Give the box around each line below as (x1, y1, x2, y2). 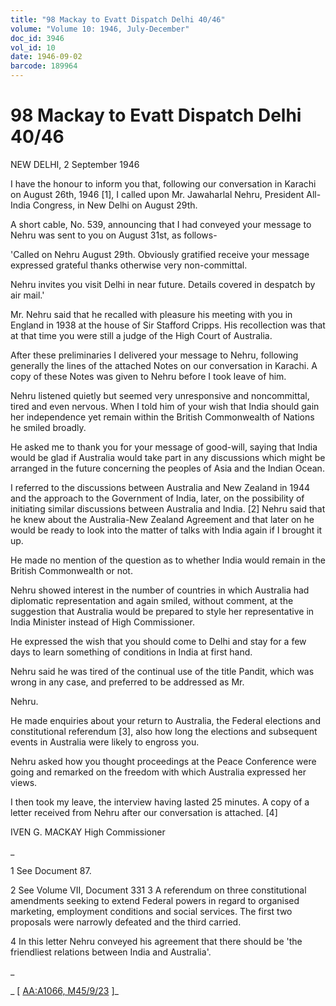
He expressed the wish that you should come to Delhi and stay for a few (10, 635, 307, 647)
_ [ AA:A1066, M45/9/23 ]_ (10, 984, 119, 996)
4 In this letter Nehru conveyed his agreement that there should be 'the (10, 935, 303, 947)
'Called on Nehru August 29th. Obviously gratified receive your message (10, 248, 310, 260)
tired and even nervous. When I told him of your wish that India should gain (10, 400, 320, 412)
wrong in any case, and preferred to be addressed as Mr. (10, 676, 245, 688)
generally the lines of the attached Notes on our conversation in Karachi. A (10, 359, 318, 371)
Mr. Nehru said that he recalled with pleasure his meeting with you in (10, 308, 293, 320)
